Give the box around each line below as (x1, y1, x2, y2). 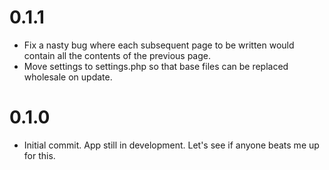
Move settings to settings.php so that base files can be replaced (23, 60, 289, 72)
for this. (23, 149, 56, 161)
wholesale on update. (23, 71, 113, 83)
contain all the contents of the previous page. (23, 49, 212, 61)
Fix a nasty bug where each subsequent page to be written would (23, 39, 295, 51)
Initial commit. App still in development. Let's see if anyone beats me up (23, 139, 320, 151)
